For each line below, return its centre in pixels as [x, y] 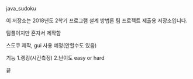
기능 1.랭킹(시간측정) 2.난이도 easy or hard [55, 58]
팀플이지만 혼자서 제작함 [34, 33]
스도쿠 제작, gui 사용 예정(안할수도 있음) [51, 45]
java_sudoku [21, 8]
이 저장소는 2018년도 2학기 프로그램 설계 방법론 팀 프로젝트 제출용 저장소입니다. [97, 20]
